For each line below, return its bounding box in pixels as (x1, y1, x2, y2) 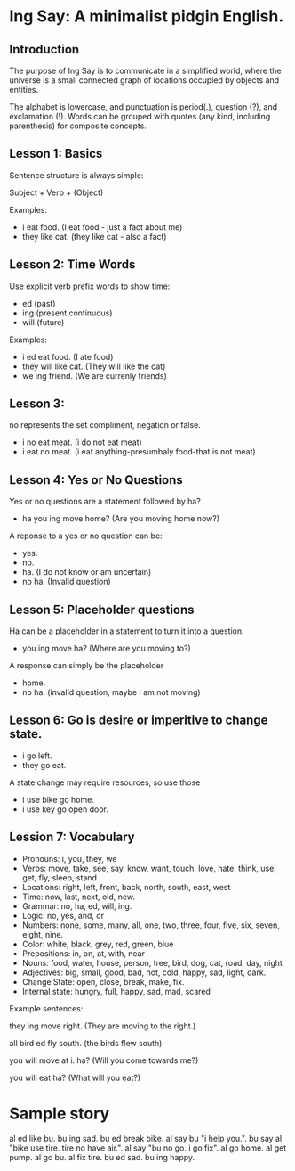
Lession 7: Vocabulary (9, 830, 135, 845)
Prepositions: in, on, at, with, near (21, 947, 145, 959)
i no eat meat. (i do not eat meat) (21, 437, 142, 447)
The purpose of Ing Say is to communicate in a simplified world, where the (9, 65, 282, 76)
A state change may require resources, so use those (9, 777, 201, 788)
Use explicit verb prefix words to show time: (9, 281, 171, 291)
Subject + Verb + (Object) (9, 187, 104, 198)
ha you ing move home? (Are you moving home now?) (21, 513, 220, 524)
